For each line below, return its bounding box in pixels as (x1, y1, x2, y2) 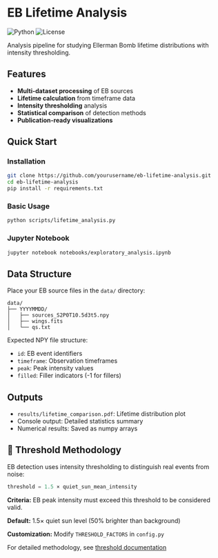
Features (7, 68, 46, 80)
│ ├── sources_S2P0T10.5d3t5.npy (7, 312, 110, 319)
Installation (7, 157, 46, 166)
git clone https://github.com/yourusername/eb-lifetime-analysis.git (7, 172, 212, 179)
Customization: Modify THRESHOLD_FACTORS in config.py (7, 530, 164, 538)
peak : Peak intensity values (17, 364, 94, 372)
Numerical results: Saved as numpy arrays (17, 424, 138, 432)
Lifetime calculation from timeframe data (17, 94, 136, 102)
